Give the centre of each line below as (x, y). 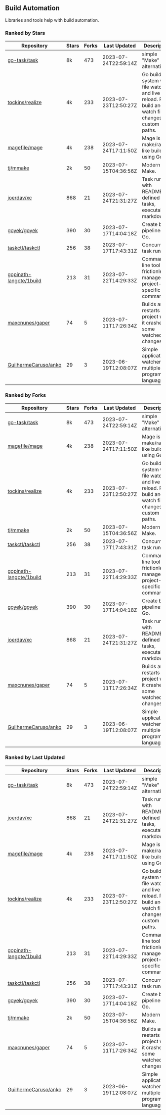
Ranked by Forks (25, 395)
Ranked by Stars (25, 33)
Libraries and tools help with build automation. (52, 20)
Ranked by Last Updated (35, 757)
